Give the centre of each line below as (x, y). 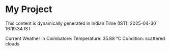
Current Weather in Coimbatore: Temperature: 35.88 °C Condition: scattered (85, 38)
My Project (29, 9)
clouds (12, 43)
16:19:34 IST (18, 28)
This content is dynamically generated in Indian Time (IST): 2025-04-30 (81, 23)
